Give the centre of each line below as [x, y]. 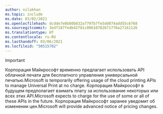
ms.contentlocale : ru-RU [31, 37]
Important [15, 60]
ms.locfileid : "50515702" [32, 46]
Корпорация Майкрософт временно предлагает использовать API [75, 70]
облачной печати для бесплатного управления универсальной [71, 75]
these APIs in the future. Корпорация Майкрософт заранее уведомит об [80, 101]
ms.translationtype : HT [30, 32]
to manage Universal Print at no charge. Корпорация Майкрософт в [74, 85]
